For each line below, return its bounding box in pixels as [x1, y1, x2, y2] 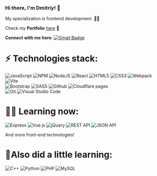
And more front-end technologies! [5, 132, 75, 138]
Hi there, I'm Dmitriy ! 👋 [5, 4, 61, 11]
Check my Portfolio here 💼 [5, 25, 60, 31]
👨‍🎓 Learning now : [5, 106, 79, 117]
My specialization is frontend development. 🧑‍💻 [5, 16, 100, 22]
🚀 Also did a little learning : [5, 149, 113, 160]
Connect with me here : [5, 35, 53, 41]
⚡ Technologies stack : [5, 53, 98, 64]
